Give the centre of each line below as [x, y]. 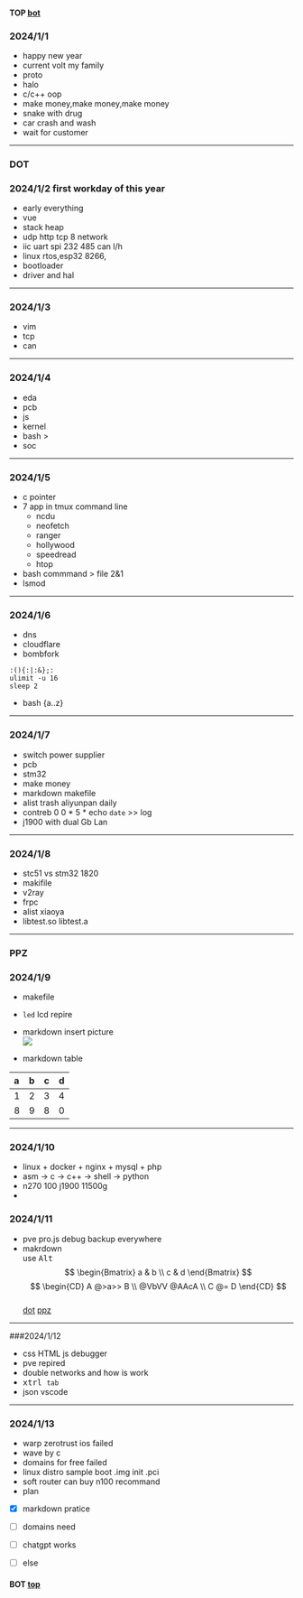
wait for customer [55, 132]
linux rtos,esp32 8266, [64, 256]
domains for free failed [65, 1462]
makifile [37, 883]
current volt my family [63, 65]
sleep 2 [24, 686]
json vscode [45, 1391]
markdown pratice [56, 1509]
